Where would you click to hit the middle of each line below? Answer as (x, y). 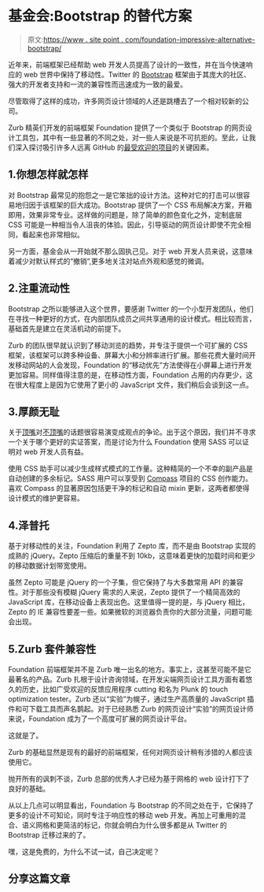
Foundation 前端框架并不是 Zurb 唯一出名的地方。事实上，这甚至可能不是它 (130, 669)
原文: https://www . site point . (75, 39)
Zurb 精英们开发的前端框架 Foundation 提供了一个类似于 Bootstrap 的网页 (127, 128)
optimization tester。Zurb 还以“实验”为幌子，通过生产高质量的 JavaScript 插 (131, 699)
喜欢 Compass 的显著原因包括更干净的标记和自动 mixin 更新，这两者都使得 (129, 489)
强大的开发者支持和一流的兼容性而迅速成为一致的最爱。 (97, 84)
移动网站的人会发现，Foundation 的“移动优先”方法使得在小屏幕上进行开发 (133, 365)
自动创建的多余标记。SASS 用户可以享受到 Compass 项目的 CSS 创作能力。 (130, 478)
